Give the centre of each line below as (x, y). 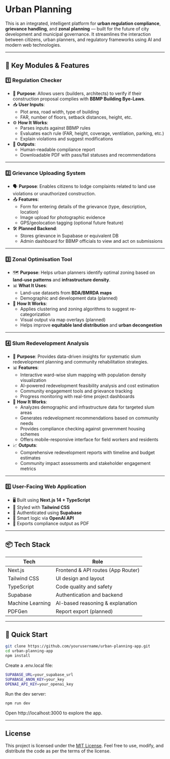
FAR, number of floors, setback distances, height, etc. (76, 117)
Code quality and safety (84, 587)
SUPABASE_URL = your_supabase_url (39, 675)
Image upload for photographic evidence (62, 217)
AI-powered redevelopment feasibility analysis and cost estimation (90, 385)
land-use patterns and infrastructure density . (61, 280)
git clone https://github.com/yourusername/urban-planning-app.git (78, 646)
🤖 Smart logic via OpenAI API (43, 518)
